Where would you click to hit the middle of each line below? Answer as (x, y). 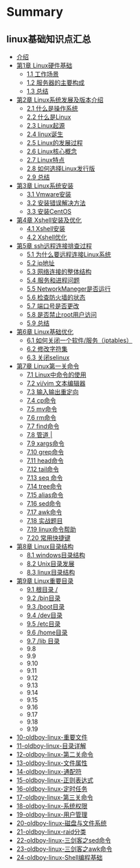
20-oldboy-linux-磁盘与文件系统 (61, 823)
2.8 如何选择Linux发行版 (61, 168)
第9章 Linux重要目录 (45, 581)
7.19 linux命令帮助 (51, 529)
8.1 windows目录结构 (56, 555)
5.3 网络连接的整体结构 (59, 271)
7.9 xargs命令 (45, 443)
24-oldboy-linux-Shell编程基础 (59, 857)
